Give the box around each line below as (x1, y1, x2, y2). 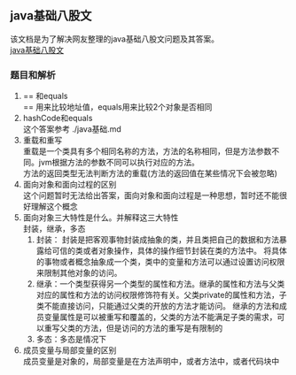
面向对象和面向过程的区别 (22, 180, 117, 190)
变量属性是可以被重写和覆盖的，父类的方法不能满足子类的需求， (43, 312, 277, 323)
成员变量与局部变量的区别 (22, 345, 117, 356)
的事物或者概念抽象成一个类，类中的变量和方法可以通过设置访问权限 (35, 256, 285, 267)
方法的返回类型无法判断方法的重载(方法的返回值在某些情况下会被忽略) (22, 168, 278, 179)
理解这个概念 (30, 202, 78, 212)
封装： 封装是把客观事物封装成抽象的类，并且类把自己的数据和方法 (35, 234, 280, 245)
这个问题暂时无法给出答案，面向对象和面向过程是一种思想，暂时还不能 (22, 190, 280, 201)
